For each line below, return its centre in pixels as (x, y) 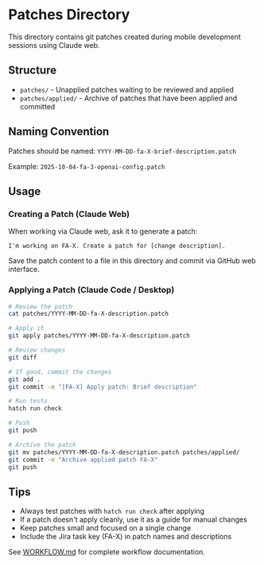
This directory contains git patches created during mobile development (124, 37)
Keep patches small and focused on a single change (105, 528)
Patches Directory (69, 15)
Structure (33, 71)
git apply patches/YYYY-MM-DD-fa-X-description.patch (99, 336)
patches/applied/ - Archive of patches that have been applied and (128, 98)
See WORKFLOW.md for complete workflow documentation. (107, 552)
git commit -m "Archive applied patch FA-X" (83, 459)
